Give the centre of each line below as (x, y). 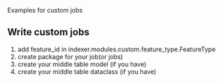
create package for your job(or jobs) (70, 56)
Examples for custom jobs (45, 10)
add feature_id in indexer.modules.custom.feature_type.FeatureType (116, 49)
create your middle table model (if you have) (82, 64)
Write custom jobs (48, 32)
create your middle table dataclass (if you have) (87, 71)
